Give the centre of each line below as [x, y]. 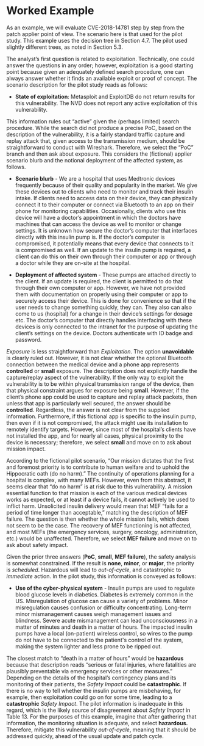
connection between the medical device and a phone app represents [93, 364]
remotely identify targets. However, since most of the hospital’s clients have [101, 429]
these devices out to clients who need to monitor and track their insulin [104, 191]
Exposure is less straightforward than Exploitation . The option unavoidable [100, 351]
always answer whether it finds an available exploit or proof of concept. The [102, 78]
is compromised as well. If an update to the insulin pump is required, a [103, 250]
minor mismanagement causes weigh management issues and [93, 614]
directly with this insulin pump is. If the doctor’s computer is [90, 237]
